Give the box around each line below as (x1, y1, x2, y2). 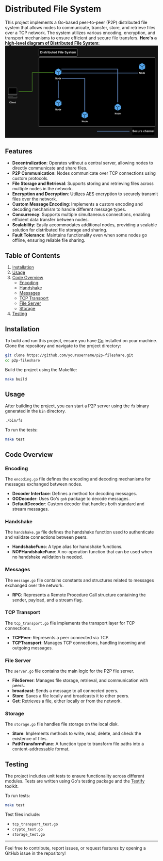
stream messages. (12, 506, 49, 512)
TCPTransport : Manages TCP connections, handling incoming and (12, 640, 146, 646)
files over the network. (12, 196, 57, 202)
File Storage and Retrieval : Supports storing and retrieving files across (12, 181, 154, 186)
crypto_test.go (12, 827, 43, 832)
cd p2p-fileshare (5, 358, 40, 363)
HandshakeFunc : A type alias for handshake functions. (12, 544, 123, 549)
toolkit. (5, 783, 19, 789)
